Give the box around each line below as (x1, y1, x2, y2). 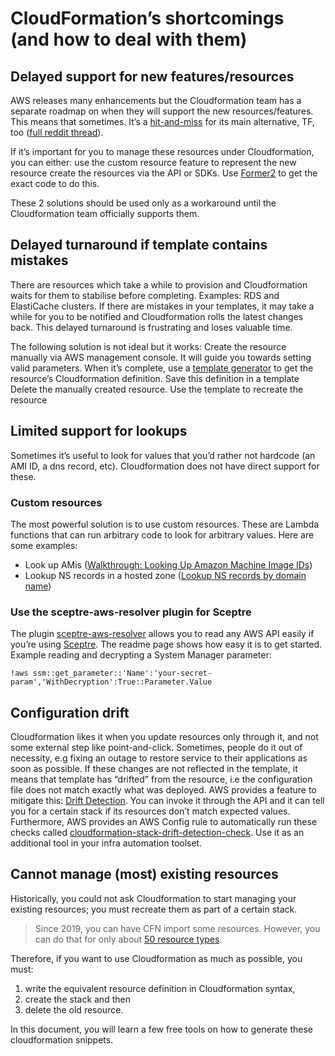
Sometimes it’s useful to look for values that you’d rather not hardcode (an (10, 449, 316, 461)
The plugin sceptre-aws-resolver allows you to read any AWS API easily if (10, 628, 315, 640)
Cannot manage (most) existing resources (10, 866, 279, 883)
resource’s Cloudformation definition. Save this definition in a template (10, 372, 300, 384)
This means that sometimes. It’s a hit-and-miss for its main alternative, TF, (10, 116, 315, 127)
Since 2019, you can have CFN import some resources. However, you (34, 922, 321, 934)
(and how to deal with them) (10, 28, 248, 51)
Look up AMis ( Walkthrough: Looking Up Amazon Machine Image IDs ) (24, 558, 313, 571)
